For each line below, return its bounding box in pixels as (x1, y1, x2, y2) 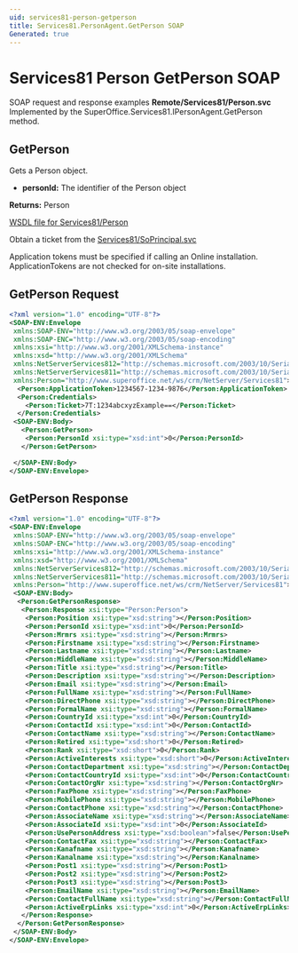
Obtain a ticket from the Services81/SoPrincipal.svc (9, 234, 197, 245)
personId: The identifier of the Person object (21, 183, 186, 194)
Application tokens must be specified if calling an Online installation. (9, 251, 259, 262)
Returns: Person (9, 200, 70, 210)
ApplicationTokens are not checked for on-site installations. (9, 261, 226, 272)
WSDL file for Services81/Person (9, 217, 129, 227)
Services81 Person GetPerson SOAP (9, 68, 281, 88)
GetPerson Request (9, 286, 120, 302)
